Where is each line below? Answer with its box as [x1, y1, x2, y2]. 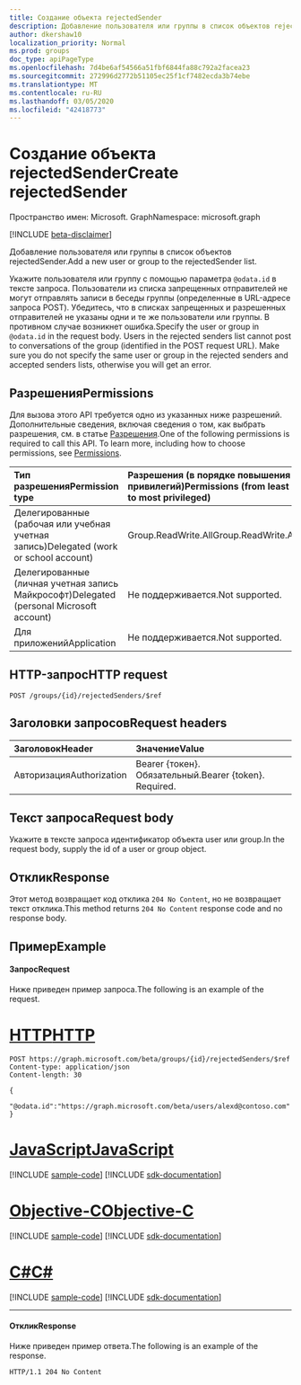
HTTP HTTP [9, 1025, 96, 1045]
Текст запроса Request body [9, 811, 175, 826]
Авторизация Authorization [13, 768, 127, 781]
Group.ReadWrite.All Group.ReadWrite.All [127, 529, 298, 541]
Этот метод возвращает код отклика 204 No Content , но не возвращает [9, 893, 282, 904]
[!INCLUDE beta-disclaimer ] [9, 229, 112, 240]
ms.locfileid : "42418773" [9, 105, 106, 114]
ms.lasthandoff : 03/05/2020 [9, 96, 115, 106]
